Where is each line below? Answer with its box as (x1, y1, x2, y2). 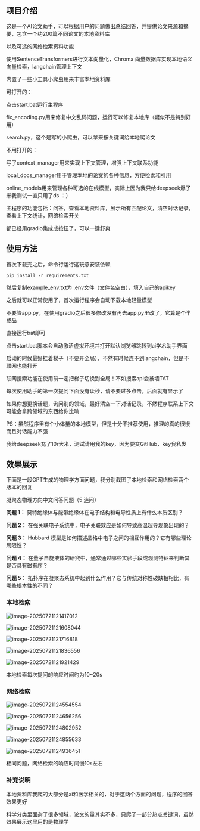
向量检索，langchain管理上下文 (6, 63, 82, 70)
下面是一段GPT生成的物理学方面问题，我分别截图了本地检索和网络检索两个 (6, 476, 189, 483)
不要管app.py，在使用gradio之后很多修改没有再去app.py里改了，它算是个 (6, 309, 186, 316)
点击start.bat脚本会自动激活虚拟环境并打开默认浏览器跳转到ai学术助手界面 (6, 342, 187, 349)
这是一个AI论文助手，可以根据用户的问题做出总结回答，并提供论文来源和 (6, 23, 183, 30)
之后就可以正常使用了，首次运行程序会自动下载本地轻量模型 (6, 296, 152, 303)
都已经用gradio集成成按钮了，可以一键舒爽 (6, 224, 111, 231)
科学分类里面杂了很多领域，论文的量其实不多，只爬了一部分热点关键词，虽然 (6, 811, 194, 818)
